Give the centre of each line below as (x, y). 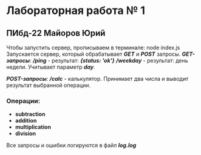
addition (26, 121)
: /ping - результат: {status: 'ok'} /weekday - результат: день (109, 60)
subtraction (30, 114)
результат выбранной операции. (49, 85)
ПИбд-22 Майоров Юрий (56, 33)
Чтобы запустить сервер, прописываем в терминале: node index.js (93, 47)
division (26, 134)
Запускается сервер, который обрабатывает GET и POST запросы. (94, 54)
